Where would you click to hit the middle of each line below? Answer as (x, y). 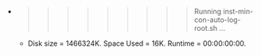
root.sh (206, 28)
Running (208, 11)
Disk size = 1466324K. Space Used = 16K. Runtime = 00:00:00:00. (137, 43)
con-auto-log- (217, 20)
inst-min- (238, 11)
